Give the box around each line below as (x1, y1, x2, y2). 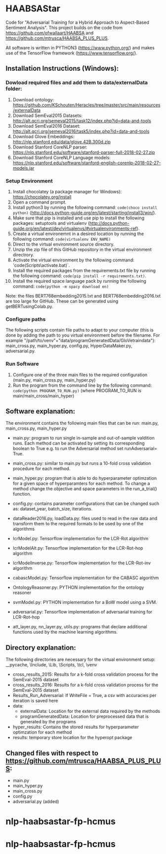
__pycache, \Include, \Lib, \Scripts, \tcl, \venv (5, 662, 97, 668)
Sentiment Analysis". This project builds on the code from (5, 24, 123, 30)
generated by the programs (20, 719, 76, 725)
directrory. (12, 251, 34, 257)
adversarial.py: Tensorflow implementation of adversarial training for (12, 609, 153, 615)
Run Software (5, 360, 39, 367)
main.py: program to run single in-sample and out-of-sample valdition (12, 435, 155, 441)
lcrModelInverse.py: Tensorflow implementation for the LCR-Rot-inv (12, 560, 151, 566)
